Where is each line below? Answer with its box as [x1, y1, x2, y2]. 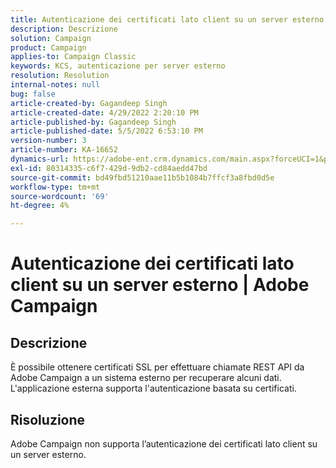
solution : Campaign [10, 33, 92, 43]
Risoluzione [10, 411, 86, 428]
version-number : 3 [10, 136, 87, 146]
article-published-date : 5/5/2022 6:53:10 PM [10, 126, 203, 136]
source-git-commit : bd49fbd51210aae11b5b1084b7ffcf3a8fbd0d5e [10, 172, 275, 183]
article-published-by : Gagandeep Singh [10, 117, 177, 127]
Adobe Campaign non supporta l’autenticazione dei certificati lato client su [10, 437, 318, 450]
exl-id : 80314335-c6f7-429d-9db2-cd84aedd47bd [10, 163, 208, 173]
